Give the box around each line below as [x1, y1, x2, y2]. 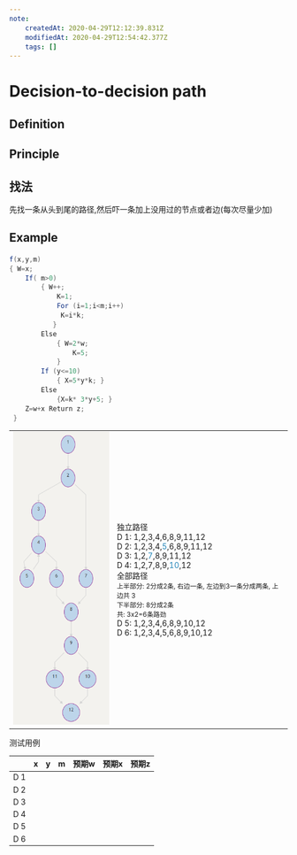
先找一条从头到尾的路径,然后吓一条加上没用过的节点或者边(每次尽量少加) [9, 204, 273, 215]
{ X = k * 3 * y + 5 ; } [56, 395, 113, 404]
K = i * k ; [60, 311, 86, 320]
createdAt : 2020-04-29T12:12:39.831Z [25, 23, 164, 33]
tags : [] [25, 42, 57, 51]
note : [9, 14, 29, 23]
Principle [9, 147, 60, 162]
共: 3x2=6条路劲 [116, 610, 167, 619]
